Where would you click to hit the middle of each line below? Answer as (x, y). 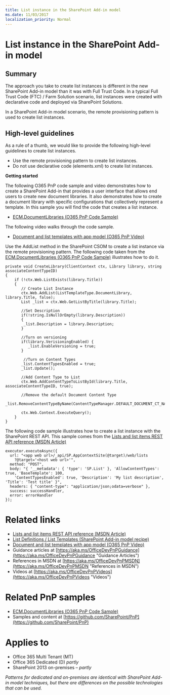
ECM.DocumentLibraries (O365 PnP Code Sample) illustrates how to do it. (82, 257)
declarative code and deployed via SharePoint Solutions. (64, 102)
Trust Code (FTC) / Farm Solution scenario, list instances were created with (84, 97)
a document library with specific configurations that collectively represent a (84, 202)
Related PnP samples (50, 597)
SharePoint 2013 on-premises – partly (52, 667)
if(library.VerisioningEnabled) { (57, 342)
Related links (33, 520)
